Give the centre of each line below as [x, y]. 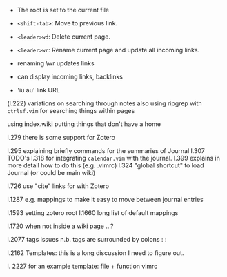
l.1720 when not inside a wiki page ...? [60, 226]
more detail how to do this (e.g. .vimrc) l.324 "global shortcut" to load [106, 165]
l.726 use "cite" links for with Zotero [58, 186]
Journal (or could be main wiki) [51, 173]
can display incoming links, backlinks [70, 76]
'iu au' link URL [38, 90]
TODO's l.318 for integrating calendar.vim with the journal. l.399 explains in [114, 158]
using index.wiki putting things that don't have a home [84, 124]
